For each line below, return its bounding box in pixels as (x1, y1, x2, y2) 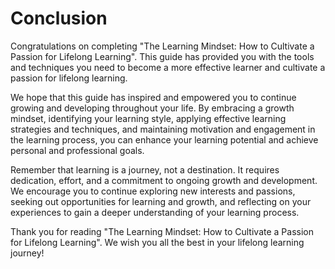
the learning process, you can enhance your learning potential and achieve (10, 133, 319, 146)
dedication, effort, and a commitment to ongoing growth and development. (10, 174, 318, 186)
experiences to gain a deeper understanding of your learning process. (10, 206, 300, 218)
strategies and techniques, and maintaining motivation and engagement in (10, 123, 316, 135)
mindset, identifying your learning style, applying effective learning (10, 112, 287, 124)
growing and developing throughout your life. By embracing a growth (10, 102, 295, 114)
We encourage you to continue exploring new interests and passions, (10, 185, 296, 197)
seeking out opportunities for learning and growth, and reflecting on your (10, 195, 312, 207)
